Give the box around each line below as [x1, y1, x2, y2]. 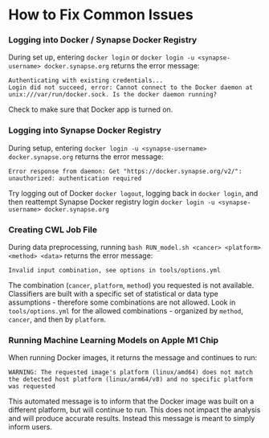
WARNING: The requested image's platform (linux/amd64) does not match [8, 368, 253, 377]
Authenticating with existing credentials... [8, 76, 163, 85]
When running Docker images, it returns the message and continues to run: [8, 353, 258, 362]
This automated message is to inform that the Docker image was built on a [8, 396, 255, 407]
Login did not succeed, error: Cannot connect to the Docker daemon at [8, 84, 253, 92]
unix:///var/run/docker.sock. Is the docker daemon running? [8, 91, 218, 99]
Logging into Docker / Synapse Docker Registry [8, 35, 198, 46]
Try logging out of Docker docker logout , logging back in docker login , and [8, 188, 259, 198]
